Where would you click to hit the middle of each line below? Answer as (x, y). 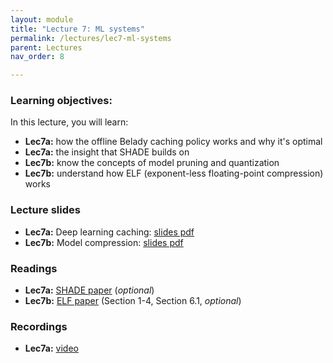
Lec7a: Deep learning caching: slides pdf (109, 232)
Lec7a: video (51, 348)
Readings (34, 268)
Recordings (39, 326)
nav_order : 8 (37, 57)
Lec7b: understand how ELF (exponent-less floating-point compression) (174, 173)
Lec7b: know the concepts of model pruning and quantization (152, 163)
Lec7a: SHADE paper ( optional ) (89, 290)
